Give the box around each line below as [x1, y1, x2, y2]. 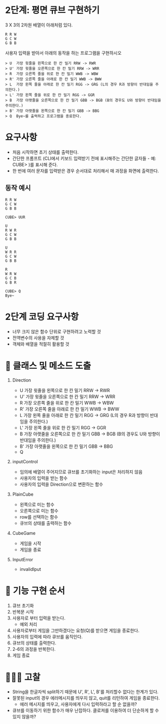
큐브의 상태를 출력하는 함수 [19, 520, 72, 526]
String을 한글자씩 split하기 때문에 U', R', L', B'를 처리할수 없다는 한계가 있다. [12, 689, 159, 695]
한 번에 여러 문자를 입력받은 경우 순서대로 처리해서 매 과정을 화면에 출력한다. [12, 168, 160, 174]
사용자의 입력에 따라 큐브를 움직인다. [12, 633, 83, 639]
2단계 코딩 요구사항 [5, 311, 79, 322]
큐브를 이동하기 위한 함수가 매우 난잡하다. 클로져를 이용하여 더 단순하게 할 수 [12, 708, 160, 714]
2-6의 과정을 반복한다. [12, 646, 56, 652]
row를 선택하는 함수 [19, 514, 58, 520]
